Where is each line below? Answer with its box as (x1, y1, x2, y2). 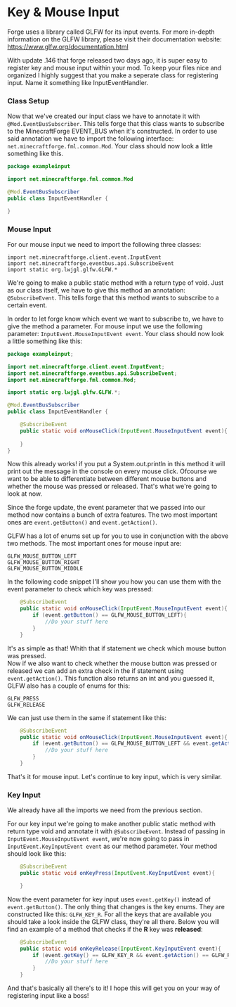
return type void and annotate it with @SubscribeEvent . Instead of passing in (7, 827, 225, 835)
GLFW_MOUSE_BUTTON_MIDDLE (7, 565, 83, 572)
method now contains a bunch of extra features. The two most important (7, 511, 218, 519)
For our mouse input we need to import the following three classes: (7, 240, 202, 248)
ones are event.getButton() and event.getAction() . (7, 518, 158, 527)
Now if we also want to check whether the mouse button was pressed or (7, 659, 218, 667)
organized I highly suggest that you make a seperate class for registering (7, 71, 219, 79)
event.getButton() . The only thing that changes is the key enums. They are (7, 902, 225, 911)
